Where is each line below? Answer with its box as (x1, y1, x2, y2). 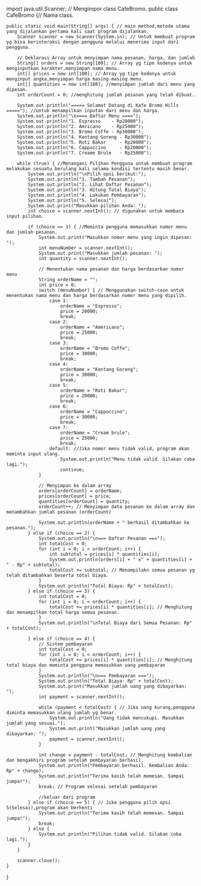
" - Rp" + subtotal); (6, 562, 61, 568)
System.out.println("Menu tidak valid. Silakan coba (60, 456, 196, 462)
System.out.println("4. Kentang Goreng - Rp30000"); (17, 134, 152, 140)
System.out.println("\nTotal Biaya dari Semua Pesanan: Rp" (38, 620, 193, 626)
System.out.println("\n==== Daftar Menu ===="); (17, 113, 141, 119)
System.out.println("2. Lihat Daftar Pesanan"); (28, 182, 152, 188)
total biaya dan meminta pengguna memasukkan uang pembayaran (6, 662, 165, 668)
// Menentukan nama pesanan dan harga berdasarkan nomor (38, 266, 185, 272)
